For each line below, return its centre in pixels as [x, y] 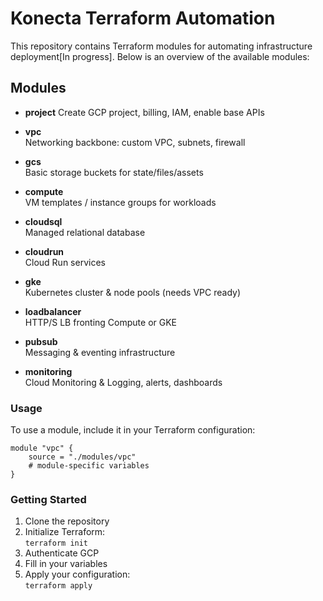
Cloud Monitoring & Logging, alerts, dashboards [123, 382]
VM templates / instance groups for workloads [120, 202]
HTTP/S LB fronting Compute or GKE [100, 322]
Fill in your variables [66, 564]
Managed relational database [85, 232]
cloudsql [43, 221]
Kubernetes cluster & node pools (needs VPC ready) [133, 292]
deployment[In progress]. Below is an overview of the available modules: [160, 56]
